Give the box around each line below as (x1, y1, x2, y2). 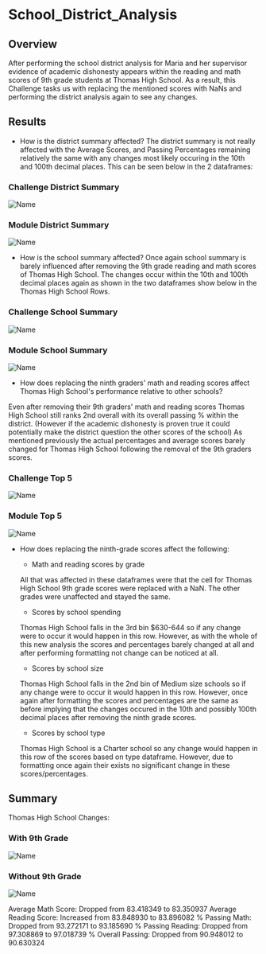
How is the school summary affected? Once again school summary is (19, 253, 247, 263)
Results (8, 115, 47, 129)
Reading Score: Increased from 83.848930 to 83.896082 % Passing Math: (8, 913, 252, 922)
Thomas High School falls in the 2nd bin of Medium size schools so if (19, 679, 246, 688)
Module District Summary (8, 220, 110, 231)
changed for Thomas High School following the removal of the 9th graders (8, 444, 252, 454)
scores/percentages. (19, 769, 89, 778)
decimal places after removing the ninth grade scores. (19, 712, 197, 722)
